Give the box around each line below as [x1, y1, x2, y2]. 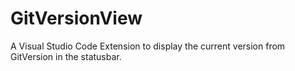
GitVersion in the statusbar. [10, 50, 122, 62]
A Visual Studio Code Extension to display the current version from [10, 40, 286, 52]
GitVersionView [10, 7, 143, 30]
